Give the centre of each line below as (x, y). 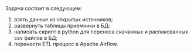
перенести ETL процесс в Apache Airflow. (66, 44)
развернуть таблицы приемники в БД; (62, 26)
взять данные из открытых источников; (63, 19)
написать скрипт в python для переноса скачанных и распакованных (101, 32)
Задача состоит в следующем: (44, 8)
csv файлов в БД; (36, 38)
